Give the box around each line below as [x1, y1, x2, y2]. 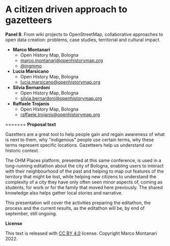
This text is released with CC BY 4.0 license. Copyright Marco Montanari [5, 230, 157, 236]
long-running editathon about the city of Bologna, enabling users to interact [5, 162, 164, 169]
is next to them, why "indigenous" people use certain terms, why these [5, 136, 154, 143]
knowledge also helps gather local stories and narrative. [5, 189, 123, 196]
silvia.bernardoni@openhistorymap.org [20, 95, 102, 101]
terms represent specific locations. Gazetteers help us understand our [5, 142, 153, 148]
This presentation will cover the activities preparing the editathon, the [5, 200, 151, 206]
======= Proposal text [5, 121, 56, 127]
